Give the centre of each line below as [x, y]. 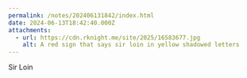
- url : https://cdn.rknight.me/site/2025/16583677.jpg [108, 37]
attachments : [30, 30]
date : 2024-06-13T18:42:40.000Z [62, 23]
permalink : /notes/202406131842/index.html [81, 15]
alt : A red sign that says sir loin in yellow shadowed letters [131, 45]
